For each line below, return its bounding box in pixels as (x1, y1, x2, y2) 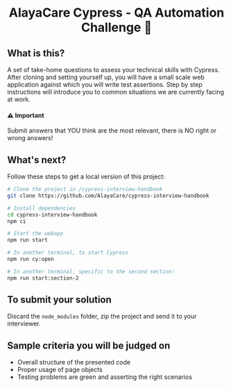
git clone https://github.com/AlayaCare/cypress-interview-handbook (7, 192, 209, 199)
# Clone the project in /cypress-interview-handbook (7, 186, 163, 193)
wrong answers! (7, 134, 53, 142)
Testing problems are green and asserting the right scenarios (17, 373, 193, 381)
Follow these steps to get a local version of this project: (7, 172, 165, 181)
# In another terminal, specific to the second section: (7, 268, 176, 275)
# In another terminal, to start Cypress (7, 249, 129, 256)
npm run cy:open (7, 255, 54, 263)
